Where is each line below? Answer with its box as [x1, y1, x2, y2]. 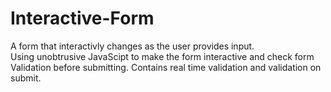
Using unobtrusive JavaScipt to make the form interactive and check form [10, 50, 315, 62]
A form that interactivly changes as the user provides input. [10, 40, 255, 52]
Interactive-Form [10, 7, 155, 30]
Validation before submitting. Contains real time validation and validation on [10, 61, 322, 73]
